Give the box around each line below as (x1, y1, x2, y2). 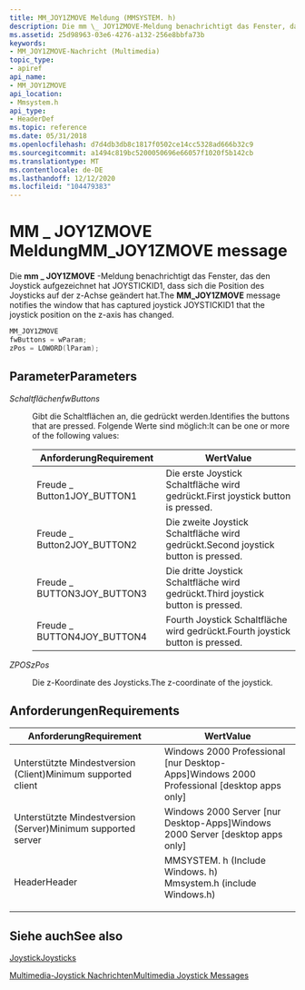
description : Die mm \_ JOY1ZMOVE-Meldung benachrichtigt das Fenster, (9, 22, 286, 31)
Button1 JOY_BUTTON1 (36, 490, 138, 502)
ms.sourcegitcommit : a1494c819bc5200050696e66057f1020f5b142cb (9, 148, 254, 157)
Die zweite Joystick (165, 515, 250, 528)
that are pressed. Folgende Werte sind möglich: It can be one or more (32, 420, 290, 431)
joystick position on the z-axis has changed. (9, 310, 174, 321)
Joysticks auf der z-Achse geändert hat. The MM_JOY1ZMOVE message (9, 290, 281, 301)
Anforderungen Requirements (9, 703, 180, 718)
